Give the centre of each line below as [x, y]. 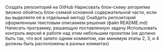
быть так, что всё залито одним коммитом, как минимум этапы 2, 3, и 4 [82, 38]
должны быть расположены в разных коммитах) [57, 43]
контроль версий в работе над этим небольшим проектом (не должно [81, 33]
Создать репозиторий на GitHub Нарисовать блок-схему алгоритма [78, 7]
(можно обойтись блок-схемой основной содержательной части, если [81, 12]
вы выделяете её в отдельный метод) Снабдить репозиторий [71, 17]
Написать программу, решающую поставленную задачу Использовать [81, 28]
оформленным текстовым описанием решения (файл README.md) [77, 23]
